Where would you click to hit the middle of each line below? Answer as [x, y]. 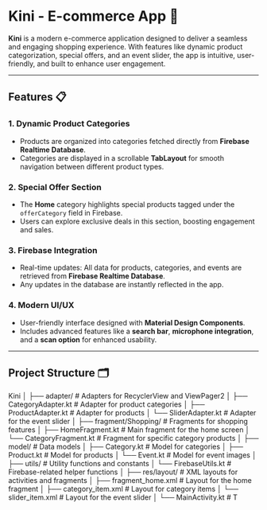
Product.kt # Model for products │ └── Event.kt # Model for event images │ [132, 455]
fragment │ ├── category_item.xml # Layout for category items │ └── [124, 489]
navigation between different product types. [92, 166]
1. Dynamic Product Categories [69, 124]
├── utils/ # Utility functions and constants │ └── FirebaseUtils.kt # [120, 464]
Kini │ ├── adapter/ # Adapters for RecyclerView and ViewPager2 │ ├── [128, 396]
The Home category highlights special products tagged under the [127, 204]
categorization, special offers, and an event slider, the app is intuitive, [122, 55]
